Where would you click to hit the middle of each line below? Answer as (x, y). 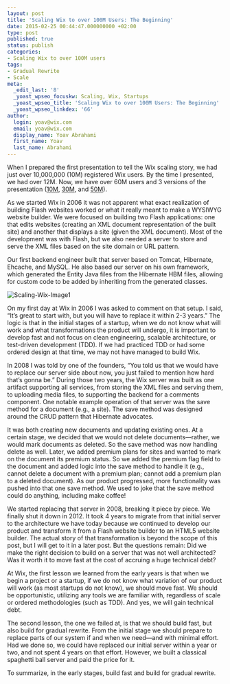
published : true (30, 39)
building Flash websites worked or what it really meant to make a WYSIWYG (114, 210)
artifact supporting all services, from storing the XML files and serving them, (115, 387)
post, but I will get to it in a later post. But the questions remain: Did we (107, 545)
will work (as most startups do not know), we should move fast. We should (112, 588)
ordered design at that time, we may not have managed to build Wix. (104, 352)
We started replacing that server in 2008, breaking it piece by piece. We (109, 509)
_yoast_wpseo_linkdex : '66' (54, 109)
